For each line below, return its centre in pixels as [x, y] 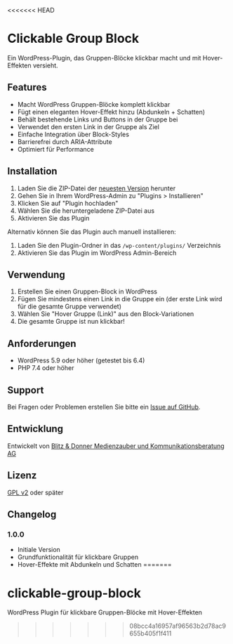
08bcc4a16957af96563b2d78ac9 [178, 626]
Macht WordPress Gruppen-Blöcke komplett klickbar [94, 104]
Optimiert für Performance [56, 149]
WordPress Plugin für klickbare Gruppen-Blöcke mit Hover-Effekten [105, 612]
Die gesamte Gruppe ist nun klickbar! [71, 322]
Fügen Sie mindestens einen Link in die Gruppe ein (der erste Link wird [120, 299]
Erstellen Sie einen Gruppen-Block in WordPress [87, 291]
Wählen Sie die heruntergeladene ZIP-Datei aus [86, 211]
